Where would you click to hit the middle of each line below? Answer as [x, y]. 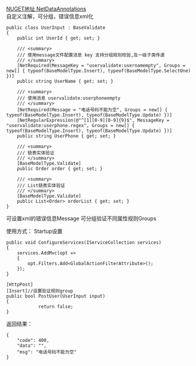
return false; [56, 307]
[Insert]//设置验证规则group [40, 291]
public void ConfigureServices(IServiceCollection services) [84, 242]
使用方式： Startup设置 [34, 231]
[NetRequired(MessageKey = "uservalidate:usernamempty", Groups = [101, 65]
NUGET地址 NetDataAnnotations [46, 9]
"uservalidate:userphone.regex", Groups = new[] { [71, 125]
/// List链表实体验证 [41, 185]
